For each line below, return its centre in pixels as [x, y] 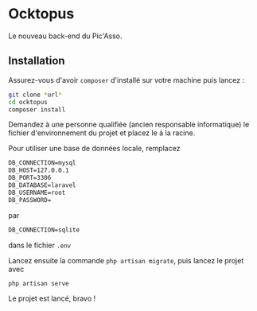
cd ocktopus [28, 102]
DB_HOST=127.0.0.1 [39, 171]
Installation [37, 61]
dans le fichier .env [40, 245]
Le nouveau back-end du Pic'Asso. [65, 36]
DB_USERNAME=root [37, 192]
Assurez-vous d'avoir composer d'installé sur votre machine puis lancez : [127, 80]
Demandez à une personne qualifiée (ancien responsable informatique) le [129, 125]
